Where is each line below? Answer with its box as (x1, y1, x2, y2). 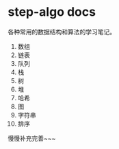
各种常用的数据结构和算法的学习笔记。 (8, 27, 116, 36)
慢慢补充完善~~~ (8, 134, 56, 142)
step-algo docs (8, 4, 96, 20)
